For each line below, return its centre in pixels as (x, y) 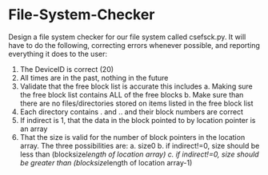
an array (34, 129)
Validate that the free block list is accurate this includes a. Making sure (136, 86)
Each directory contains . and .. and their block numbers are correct (132, 111)
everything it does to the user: (58, 54)
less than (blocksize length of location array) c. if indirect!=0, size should (139, 154)
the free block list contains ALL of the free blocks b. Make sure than (132, 94)
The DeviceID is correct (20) (67, 69)
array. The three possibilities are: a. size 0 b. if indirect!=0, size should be (140, 145)
